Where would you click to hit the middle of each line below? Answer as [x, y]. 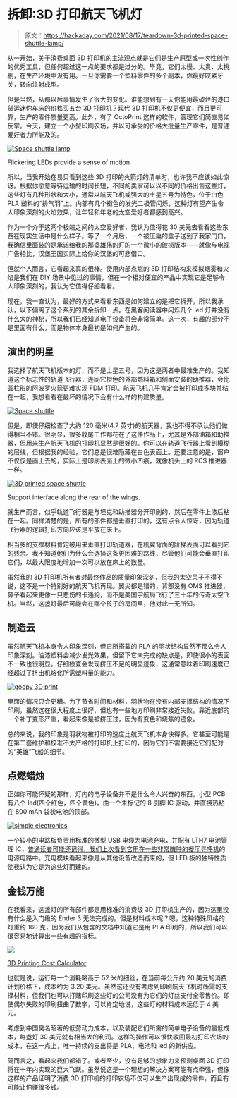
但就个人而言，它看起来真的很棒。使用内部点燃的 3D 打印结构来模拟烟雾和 [115, 268]
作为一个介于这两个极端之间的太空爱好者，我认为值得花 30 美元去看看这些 [115, 227]
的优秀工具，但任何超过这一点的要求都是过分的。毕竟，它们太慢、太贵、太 [115, 66]
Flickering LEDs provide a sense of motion [69, 162]
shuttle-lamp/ [44, 43]
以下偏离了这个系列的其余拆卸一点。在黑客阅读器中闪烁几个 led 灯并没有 [124, 310]
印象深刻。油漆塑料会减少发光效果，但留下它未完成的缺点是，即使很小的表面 [119, 655]
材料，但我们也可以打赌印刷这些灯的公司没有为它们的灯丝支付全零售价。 [118, 996]
